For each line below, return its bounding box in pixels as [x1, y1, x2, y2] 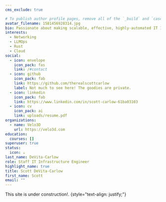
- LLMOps [9, 39, 28, 45]
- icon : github [9, 71, 41, 77]
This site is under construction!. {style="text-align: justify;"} [5, 192, 127, 198]
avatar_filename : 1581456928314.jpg [5, 21, 81, 26]
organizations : [5, 118, 37, 123]
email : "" [5, 178, 26, 183]
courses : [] [9, 136, 35, 141]
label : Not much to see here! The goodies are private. [14, 85, 132, 90]
